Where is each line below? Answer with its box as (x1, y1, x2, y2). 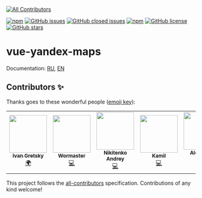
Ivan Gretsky (12, 152, 44, 159)
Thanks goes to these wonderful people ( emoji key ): (6, 98, 136, 105)
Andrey (106, 155, 124, 162)
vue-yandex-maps (6, 45, 101, 58)
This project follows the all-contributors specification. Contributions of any (6, 179, 191, 187)
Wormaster (58, 152, 86, 159)
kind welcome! (6, 185, 43, 193)
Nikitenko (103, 149, 127, 156)
